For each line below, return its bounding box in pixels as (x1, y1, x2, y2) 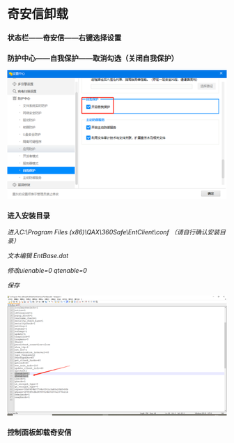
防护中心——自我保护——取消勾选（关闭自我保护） (7, 54, 179, 63)
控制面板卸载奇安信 (7, 428, 72, 437)
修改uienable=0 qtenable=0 (7, 266, 87, 275)
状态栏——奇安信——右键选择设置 (7, 33, 122, 43)
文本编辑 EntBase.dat (7, 252, 69, 260)
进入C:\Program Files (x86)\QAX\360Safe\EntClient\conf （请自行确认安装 (7, 228, 220, 236)
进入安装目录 (7, 211, 51, 220)
